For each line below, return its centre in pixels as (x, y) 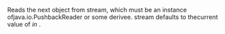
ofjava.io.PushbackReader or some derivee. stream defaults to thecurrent (113, 17)
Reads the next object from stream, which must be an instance (97, 10)
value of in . (24, 24)
